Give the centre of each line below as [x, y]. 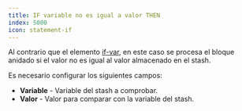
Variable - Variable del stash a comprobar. [89, 91]
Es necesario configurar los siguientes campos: [86, 76]
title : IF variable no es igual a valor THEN [84, 15]
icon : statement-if [40, 30]
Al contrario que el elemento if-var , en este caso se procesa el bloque [121, 52]
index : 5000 [28, 23]
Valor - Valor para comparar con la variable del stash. [107, 99]
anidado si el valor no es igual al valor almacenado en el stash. [110, 60]
